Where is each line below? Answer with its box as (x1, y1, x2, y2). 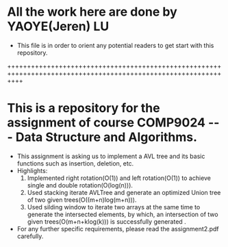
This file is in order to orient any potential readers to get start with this (16, 41, 214, 49)
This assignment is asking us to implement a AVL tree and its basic (16, 152, 205, 160)
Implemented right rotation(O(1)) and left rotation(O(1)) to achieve (27, 174, 211, 182)
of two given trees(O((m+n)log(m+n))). (27, 196, 137, 204)
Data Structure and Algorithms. (15, 129, 197, 145)
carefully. (16, 232, 44, 240)
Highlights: (16, 166, 48, 174)
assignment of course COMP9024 (7, 115, 206, 131)
